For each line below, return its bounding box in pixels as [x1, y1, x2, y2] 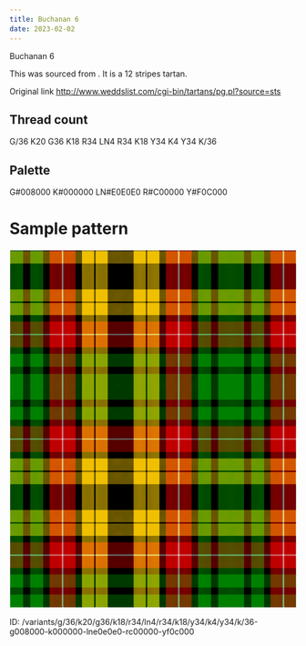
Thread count [9, 112, 88, 127]
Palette [9, 162, 51, 177]
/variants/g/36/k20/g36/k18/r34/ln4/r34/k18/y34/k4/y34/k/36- [21, 617, 259, 628]
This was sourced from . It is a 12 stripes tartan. [9, 68, 189, 79]
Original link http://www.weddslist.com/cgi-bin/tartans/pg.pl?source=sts [9, 86, 281, 96]
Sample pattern [9, 218, 129, 239]
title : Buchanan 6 [9, 15, 79, 24]
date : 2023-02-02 [9, 24, 76, 34]
